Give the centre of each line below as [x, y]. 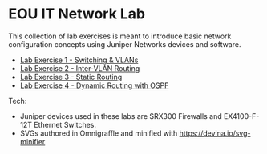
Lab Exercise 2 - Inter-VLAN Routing [80, 68]
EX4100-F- [241, 116]
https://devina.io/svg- [215, 133]
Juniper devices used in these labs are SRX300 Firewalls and [121, 116]
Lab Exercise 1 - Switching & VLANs [79, 60]
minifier [32, 141]
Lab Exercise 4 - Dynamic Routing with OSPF [94, 85]
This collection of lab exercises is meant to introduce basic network [120, 36]
